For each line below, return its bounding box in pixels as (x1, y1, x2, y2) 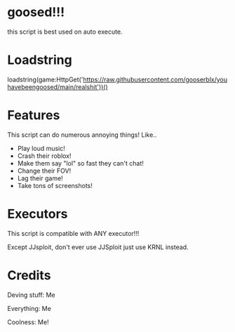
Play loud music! (17, 144, 65, 152)
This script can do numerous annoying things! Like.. (7, 131, 157, 139)
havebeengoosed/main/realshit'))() (7, 82, 109, 91)
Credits (7, 267, 51, 283)
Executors (7, 206, 68, 222)
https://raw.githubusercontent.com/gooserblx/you (83, 75, 228, 84)
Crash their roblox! (17, 152, 72, 160)
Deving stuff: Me (7, 291, 55, 299)
